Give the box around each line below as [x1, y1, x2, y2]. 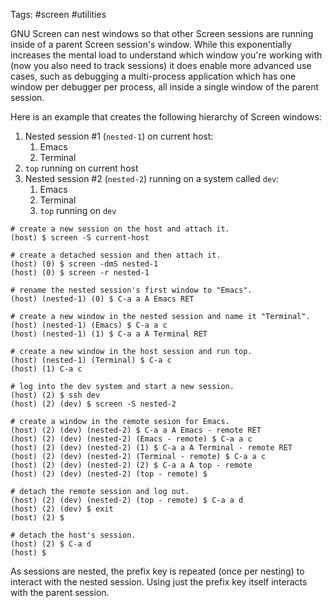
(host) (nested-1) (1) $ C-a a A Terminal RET [10, 329, 208, 339]
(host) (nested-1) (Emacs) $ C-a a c [10, 320, 168, 330]
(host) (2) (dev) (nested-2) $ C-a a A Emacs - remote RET [10, 425, 262, 435]
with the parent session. [10, 587, 110, 598]
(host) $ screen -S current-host [10, 233, 150, 243]
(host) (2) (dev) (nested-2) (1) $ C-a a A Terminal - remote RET [10, 443, 293, 453]
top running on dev [39, 205, 117, 216]
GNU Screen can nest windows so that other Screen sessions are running [10, 28, 314, 39]
